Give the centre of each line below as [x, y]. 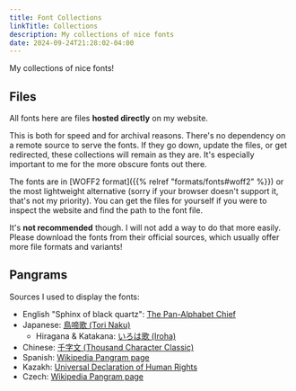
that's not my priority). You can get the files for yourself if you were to [138, 201]
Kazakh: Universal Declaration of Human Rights [110, 367]
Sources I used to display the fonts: [75, 297]
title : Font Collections [56, 18]
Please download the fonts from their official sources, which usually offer [144, 237]
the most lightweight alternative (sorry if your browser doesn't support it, [144, 191]
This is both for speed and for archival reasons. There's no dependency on [148, 136]
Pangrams [39, 275]
